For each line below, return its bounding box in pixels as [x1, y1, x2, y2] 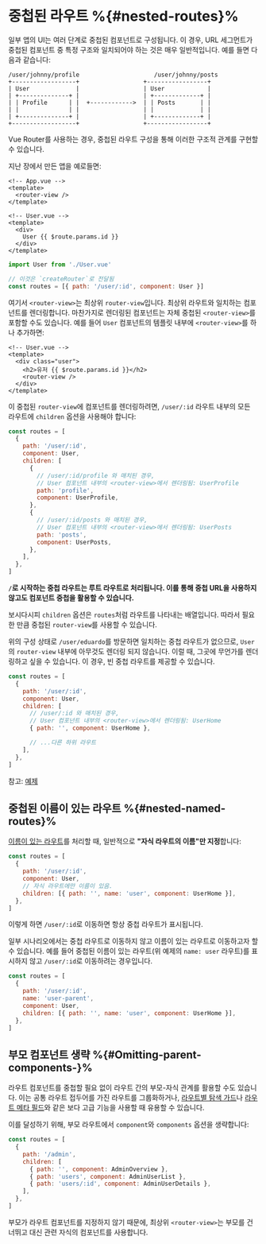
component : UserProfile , [37, 494, 119, 502]
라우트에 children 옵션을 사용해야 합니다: [8, 411, 137, 421]
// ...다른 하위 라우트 [29, 738, 97, 747]
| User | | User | [8, 84, 212, 92]
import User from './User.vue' [8, 260, 112, 269]
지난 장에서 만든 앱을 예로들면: [8, 161, 102, 171]
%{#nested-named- [123, 801, 226, 815]
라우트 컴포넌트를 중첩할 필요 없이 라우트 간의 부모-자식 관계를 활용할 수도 [8, 1083, 236, 1093]
